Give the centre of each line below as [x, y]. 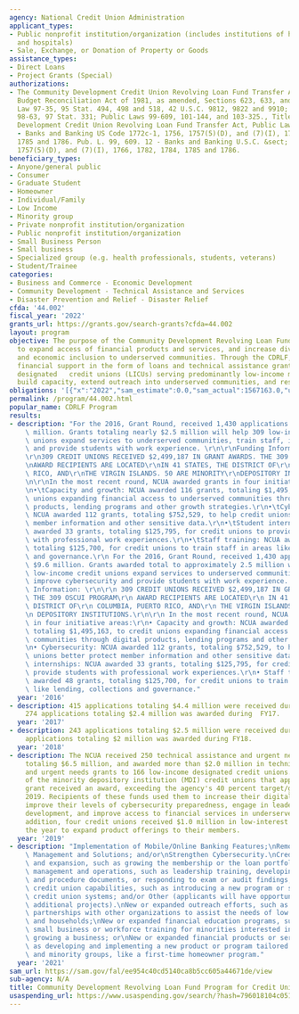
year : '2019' [41, 838]
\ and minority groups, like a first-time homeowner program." [145, 954]
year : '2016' [41, 697]
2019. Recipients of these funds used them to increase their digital [159, 797]
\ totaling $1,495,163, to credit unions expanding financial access [157, 631]
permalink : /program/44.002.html [71, 399]
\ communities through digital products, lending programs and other [157, 639]
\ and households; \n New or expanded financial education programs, [153, 921]
